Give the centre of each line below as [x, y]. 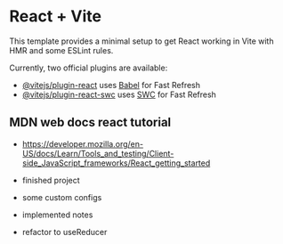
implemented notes [57, 215]
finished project [51, 180]
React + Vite [56, 16]
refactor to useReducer [65, 232]
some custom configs [62, 197]
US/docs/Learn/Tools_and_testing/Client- [98, 153]
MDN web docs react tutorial [90, 122]
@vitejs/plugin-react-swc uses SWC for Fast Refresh [119, 94]
